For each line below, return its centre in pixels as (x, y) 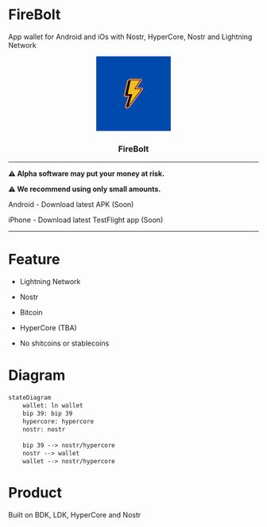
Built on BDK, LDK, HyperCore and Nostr (75, 515)
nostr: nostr (44, 430)
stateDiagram (30, 398)
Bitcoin (31, 313)
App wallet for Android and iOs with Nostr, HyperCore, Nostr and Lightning (130, 37)
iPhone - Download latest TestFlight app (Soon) (86, 220)
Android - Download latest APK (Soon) (71, 205)
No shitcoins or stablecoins (64, 343)
